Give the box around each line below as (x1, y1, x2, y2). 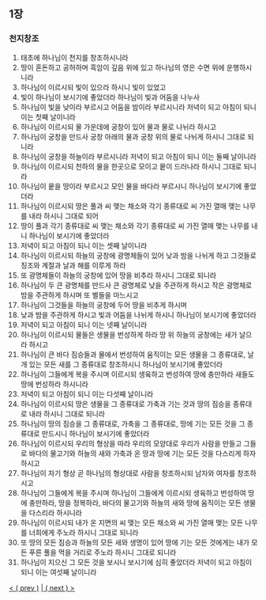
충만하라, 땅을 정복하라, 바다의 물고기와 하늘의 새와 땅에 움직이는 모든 (28, 498, 242, 507)
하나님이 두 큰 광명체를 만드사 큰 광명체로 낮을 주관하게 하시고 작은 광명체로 (20, 280, 253, 290)
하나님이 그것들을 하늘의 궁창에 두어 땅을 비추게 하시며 (20, 300, 188, 309)
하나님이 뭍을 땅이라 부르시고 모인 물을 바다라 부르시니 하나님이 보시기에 (20, 181, 242, 191)
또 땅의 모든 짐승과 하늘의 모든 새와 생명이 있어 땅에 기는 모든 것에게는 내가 (20, 537, 250, 547)
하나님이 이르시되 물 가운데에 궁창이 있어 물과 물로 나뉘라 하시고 (20, 122, 216, 131)
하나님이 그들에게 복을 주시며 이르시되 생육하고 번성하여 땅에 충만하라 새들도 (20, 369, 255, 378)
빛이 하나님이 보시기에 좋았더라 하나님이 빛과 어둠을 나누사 (20, 92, 200, 101)
